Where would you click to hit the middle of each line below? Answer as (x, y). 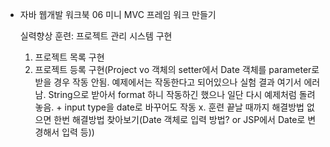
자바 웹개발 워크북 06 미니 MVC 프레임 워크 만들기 (118, 14)
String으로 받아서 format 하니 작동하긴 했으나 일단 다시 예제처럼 (172, 94)
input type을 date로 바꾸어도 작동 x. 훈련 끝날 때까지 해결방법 (184, 107)
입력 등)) (78, 132)
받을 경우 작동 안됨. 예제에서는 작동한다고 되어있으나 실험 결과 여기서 (168, 82)
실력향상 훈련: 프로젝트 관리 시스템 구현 (96, 36)
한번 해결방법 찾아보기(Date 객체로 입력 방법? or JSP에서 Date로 (179, 119)
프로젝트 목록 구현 (69, 57)
